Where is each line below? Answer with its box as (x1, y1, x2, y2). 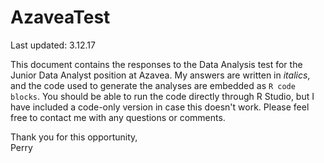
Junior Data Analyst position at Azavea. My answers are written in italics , (10, 69, 311, 81)
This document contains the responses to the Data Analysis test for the (10, 58, 303, 70)
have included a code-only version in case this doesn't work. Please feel (10, 101, 310, 113)
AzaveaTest (10, 6, 111, 29)
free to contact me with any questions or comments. (10, 111, 226, 123)
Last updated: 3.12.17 (10, 39, 96, 51)
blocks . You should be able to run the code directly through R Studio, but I (10, 90, 315, 102)
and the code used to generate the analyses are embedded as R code (10, 79, 296, 91)
